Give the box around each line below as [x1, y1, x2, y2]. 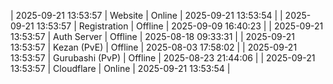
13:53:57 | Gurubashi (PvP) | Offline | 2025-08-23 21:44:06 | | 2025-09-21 [10, 52, 316, 64]
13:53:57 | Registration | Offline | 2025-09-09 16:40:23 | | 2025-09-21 [36, 20, 324, 32]
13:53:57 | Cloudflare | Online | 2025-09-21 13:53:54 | [10, 63, 231, 74]
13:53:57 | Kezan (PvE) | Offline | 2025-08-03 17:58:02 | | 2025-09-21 [10, 41, 298, 53]
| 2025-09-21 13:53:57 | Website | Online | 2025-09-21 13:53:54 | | [10, 10, 283, 21]
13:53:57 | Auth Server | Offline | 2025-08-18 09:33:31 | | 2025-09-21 [10, 31, 295, 42]
